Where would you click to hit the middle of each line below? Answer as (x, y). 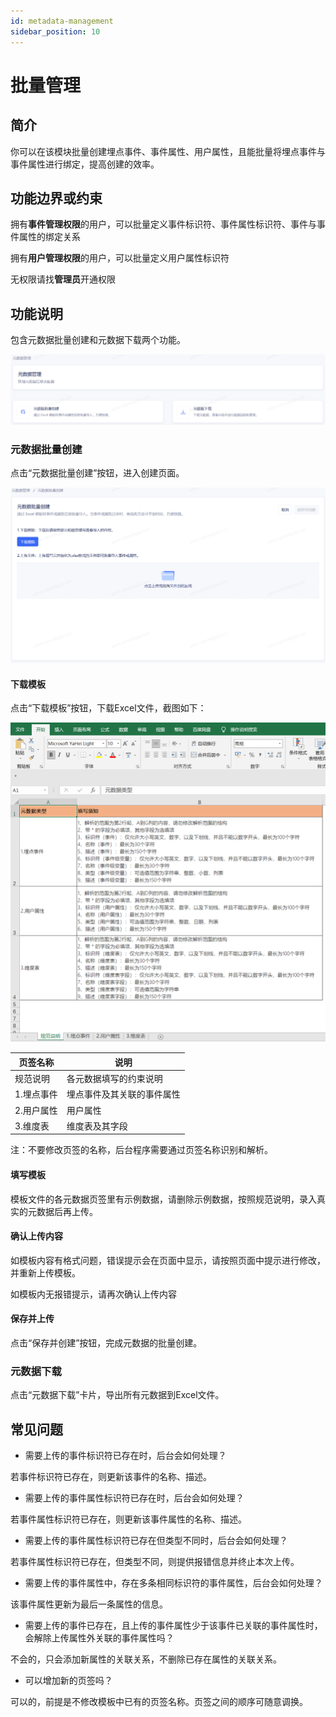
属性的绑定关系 (49, 237)
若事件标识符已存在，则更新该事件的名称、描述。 (111, 1477)
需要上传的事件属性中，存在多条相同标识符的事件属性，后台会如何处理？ (173, 1583)
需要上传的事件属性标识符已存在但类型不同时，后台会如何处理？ (156, 1541)
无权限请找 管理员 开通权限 (63, 279)
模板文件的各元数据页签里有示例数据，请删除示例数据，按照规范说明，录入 (163, 1199)
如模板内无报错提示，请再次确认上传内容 (93, 1294)
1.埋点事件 (36, 1094)
